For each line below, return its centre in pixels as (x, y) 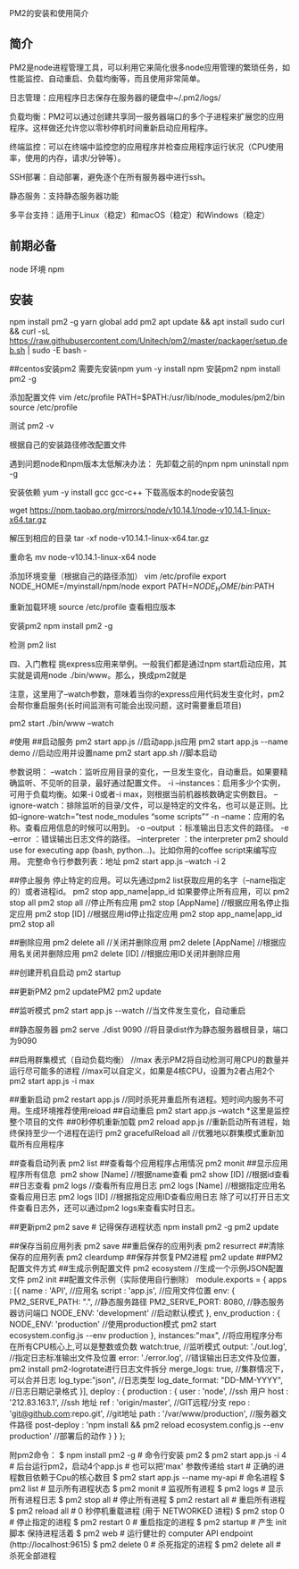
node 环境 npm (37, 269)
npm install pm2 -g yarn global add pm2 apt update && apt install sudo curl (147, 322)
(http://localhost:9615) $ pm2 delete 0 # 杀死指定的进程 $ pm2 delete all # (145, 1545)
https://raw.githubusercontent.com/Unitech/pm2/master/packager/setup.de (149, 341)
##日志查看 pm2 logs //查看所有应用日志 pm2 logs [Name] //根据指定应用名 (147, 1186)
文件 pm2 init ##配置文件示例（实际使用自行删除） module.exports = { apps (148, 1280)
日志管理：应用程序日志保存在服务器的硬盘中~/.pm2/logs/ (115, 98)
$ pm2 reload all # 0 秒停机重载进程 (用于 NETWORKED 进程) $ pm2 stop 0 (147, 1511)
